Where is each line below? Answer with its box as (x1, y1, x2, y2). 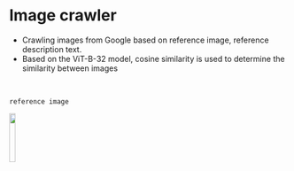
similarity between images (21, 63, 118, 74)
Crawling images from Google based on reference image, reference (21, 35, 269, 45)
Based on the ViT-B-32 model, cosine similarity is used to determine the (21, 53, 285, 64)
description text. (21, 43, 82, 54)
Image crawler (9, 5, 117, 26)
